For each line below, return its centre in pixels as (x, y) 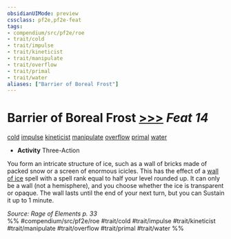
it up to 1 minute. (30, 200)
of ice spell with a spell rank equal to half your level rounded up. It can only (114, 178)
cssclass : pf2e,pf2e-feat (44, 20)
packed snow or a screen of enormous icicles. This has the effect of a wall (113, 171)
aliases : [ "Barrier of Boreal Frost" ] (63, 84)
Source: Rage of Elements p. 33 (52, 214)
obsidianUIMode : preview (43, 13)
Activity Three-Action (49, 150)
